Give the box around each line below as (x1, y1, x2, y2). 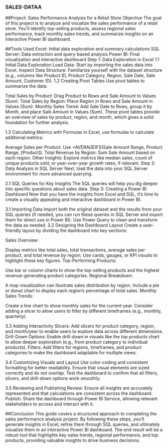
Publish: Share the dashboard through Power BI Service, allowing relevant (5, 396, 158, 402)
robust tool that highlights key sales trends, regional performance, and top (5, 432, 158, 438)
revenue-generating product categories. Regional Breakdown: (5, 273, 133, 279)
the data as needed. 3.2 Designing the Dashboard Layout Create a (5, 222, 142, 229)
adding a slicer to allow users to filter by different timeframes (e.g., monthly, (5, 308, 162, 314)
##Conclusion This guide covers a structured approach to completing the (5, 411, 157, 417)
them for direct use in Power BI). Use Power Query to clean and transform (5, 217, 158, 223)
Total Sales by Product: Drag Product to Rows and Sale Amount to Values (5, 93, 156, 99)
